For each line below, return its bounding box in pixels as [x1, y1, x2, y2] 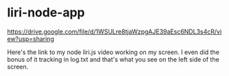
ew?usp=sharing [7, 34, 55, 42]
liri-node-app [7, 5, 85, 21]
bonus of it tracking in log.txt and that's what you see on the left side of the [7, 55, 219, 63]
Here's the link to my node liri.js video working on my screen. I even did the [7, 48, 219, 56]
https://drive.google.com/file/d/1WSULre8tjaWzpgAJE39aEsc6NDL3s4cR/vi [7, 27, 222, 36]
